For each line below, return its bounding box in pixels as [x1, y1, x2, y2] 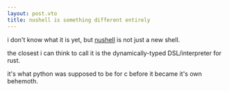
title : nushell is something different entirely [7, 17, 151, 23]
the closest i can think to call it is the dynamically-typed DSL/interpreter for [7, 49, 222, 57]
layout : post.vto [7, 10, 58, 17]
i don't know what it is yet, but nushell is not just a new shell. [7, 35, 180, 43]
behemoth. [7, 77, 38, 85]
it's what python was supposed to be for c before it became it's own [7, 70, 203, 78]
